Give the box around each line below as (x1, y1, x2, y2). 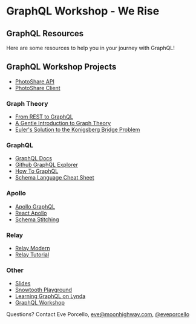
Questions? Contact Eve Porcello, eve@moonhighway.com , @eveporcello (6, 311, 189, 318)
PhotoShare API (15, 77, 54, 85)
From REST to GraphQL (15, 113, 74, 120)
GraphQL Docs (15, 155, 53, 162)
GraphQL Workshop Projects (6, 62, 117, 72)
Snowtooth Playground (15, 286, 73, 294)
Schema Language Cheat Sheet (15, 174, 95, 181)
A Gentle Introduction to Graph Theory (15, 120, 111, 127)
